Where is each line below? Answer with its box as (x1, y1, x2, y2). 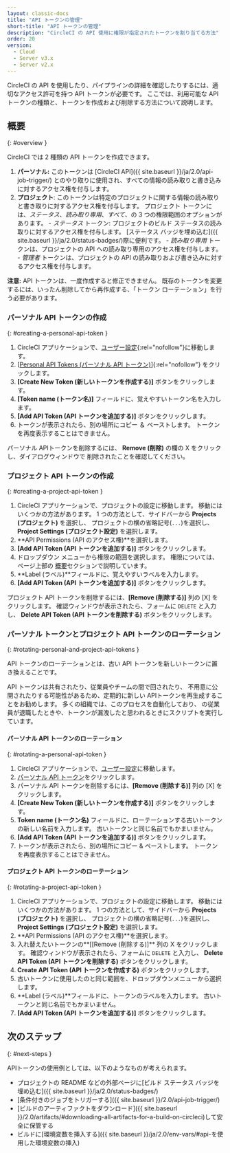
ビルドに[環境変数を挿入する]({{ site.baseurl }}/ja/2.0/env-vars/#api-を (16, 1130, 218, 1138)
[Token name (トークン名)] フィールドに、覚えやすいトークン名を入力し (16, 395, 222, 403)
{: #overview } (7, 139, 47, 147)
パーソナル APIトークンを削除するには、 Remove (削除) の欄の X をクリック (7, 443, 222, 452)
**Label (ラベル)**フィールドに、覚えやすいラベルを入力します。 (16, 570, 203, 578)
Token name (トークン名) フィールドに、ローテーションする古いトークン (16, 815, 223, 824)
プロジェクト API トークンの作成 (7, 471, 114, 481)
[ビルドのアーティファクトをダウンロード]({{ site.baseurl (16, 1104, 178, 1112)
